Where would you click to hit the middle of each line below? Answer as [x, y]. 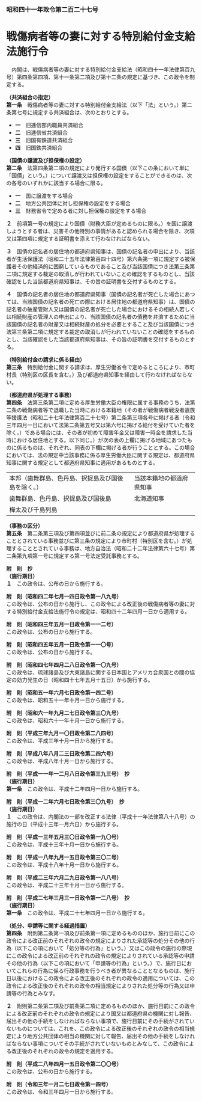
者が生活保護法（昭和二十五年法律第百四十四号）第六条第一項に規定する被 [98, 259]
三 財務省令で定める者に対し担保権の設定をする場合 [81, 210]
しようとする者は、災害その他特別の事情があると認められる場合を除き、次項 [100, 231]
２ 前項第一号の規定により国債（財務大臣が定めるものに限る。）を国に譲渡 [100, 223]
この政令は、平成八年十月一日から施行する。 [61, 761]
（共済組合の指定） [30, 97]
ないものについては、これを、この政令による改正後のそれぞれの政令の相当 [98, 1028]
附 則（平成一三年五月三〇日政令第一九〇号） [64, 836]
